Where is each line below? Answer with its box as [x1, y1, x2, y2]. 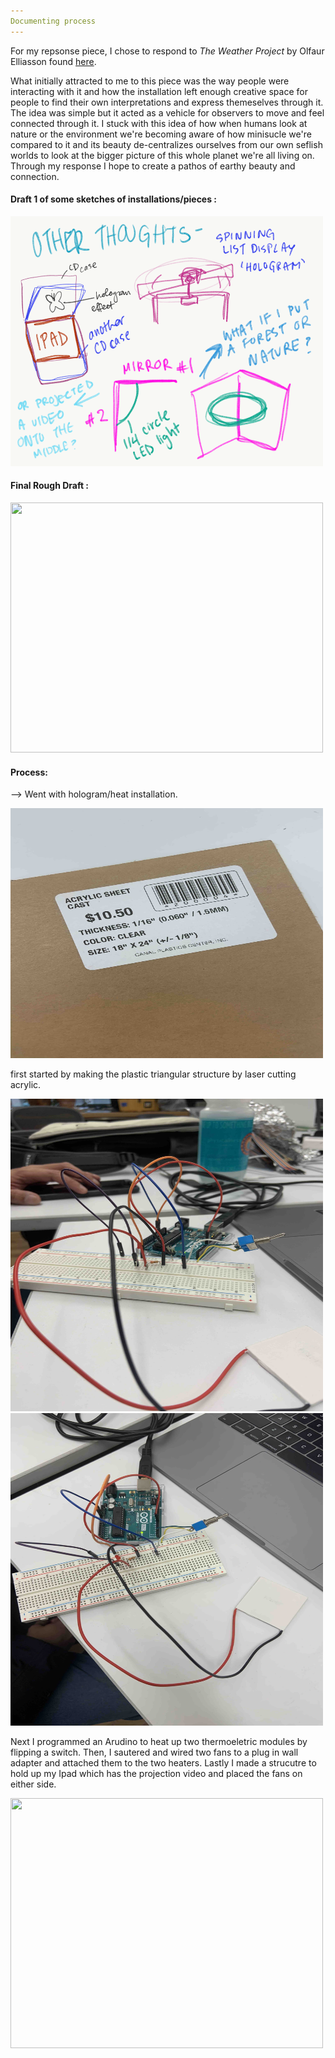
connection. [10, 170, 60, 182]
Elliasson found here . [10, 55, 97, 67]
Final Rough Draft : [10, 480, 90, 492]
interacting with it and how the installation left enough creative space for [10, 85, 308, 97]
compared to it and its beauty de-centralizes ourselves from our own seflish [10, 138, 323, 150]
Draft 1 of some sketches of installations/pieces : [10, 193, 218, 205]
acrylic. [10, 1079, 42, 1091]
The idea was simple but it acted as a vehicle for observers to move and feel [10, 106, 325, 119]
